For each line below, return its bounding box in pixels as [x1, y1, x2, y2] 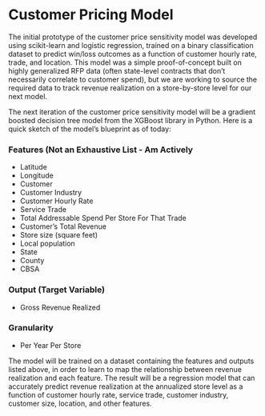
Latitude [19, 162, 48, 172]
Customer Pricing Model [8, 6, 174, 24]
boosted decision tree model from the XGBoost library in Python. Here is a [8, 115, 253, 125]
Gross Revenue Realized [19, 302, 101, 312]
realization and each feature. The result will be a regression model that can [8, 373, 255, 382]
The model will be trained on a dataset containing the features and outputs [8, 356, 255, 366]
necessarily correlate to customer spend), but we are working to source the [8, 74, 258, 84]
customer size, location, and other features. [8, 398, 152, 408]
